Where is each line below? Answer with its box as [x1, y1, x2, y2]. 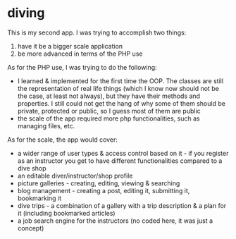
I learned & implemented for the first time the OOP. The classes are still [17, 76, 224, 85]
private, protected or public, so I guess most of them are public [17, 106, 201, 115]
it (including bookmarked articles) [17, 209, 116, 217]
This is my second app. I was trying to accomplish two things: [7, 28, 187, 37]
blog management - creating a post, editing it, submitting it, [17, 186, 190, 195]
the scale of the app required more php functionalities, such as [17, 114, 200, 123]
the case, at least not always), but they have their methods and [17, 92, 201, 100]
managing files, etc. [17, 121, 75, 130]
